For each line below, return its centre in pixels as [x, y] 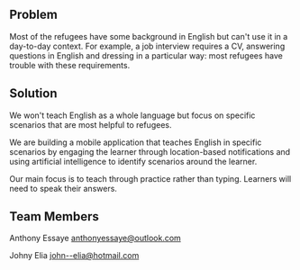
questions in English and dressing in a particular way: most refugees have [146, 55]
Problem [34, 15]
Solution [33, 94]
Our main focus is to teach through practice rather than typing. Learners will [150, 178]
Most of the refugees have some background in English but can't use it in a [149, 36]
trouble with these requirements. [70, 65]
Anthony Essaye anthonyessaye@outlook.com [95, 238]
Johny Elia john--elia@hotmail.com [74, 256]
